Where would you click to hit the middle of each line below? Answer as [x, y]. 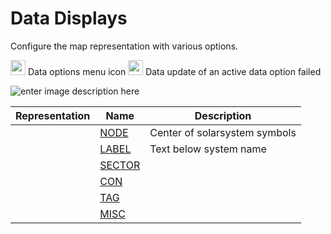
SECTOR [120, 165]
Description [223, 115]
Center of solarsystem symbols [223, 132]
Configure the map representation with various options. [124, 46]
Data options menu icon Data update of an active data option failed [174, 71]
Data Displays [69, 18]
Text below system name [208, 149]
